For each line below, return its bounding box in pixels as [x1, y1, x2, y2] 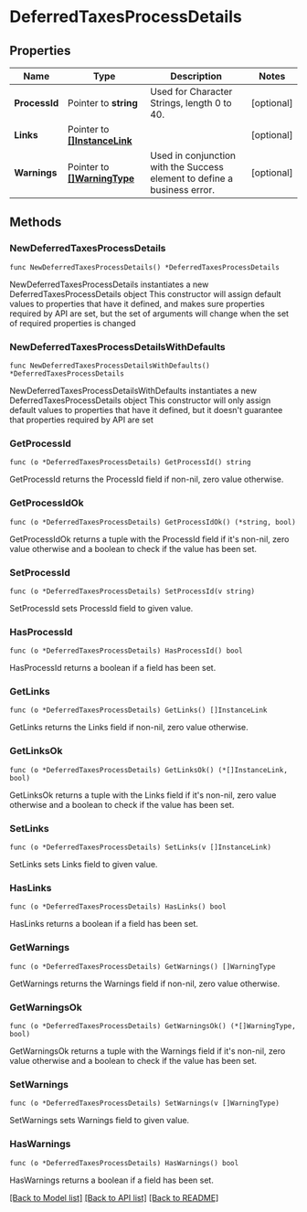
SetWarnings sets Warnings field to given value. [9, 1115, 190, 1126]
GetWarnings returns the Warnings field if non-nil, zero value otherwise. [9, 978, 281, 989]
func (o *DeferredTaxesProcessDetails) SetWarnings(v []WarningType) [9, 1099, 281, 1108]
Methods [9, 215, 62, 230]
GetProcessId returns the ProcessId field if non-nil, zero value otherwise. [9, 473, 284, 485]
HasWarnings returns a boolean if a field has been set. [9, 1175, 215, 1185]
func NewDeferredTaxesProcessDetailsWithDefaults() [9, 361, 210, 370]
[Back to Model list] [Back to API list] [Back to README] [9, 1192, 219, 1203]
